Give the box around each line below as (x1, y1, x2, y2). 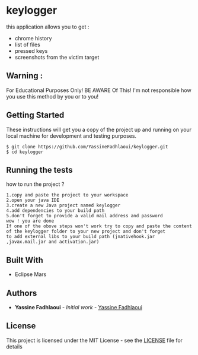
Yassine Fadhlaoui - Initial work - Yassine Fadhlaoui (14, 304, 142, 310)
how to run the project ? (6, 180, 65, 188)
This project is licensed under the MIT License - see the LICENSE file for (6, 337, 183, 344)
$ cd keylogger (6, 149, 44, 155)
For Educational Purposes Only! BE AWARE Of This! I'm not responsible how (6, 87, 191, 94)
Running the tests (6, 164, 73, 175)
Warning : (6, 71, 43, 81)
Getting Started (6, 110, 65, 121)
